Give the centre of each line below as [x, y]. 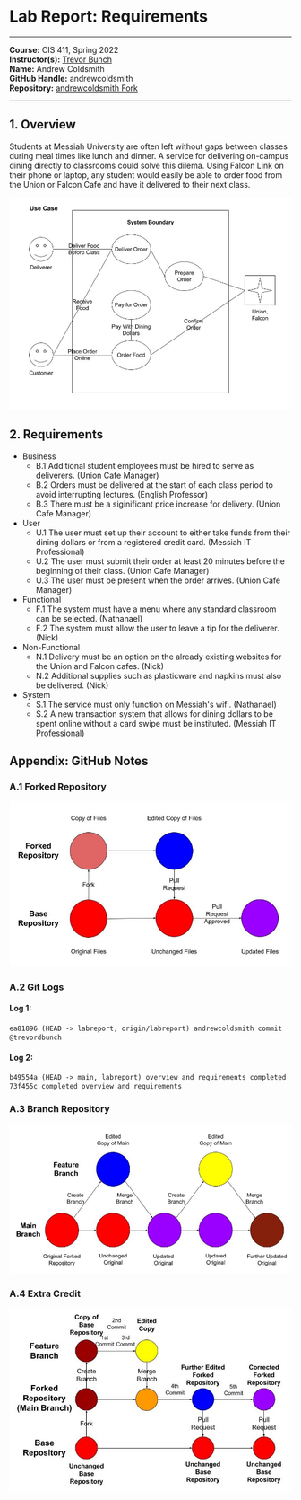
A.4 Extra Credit [45, 1293]
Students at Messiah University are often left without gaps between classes [149, 146]
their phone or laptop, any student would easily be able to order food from [146, 175]
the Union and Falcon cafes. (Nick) [99, 666]
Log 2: [21, 1057]
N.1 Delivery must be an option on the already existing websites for [159, 657]
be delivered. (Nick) [72, 685]
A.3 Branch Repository [60, 1109]
